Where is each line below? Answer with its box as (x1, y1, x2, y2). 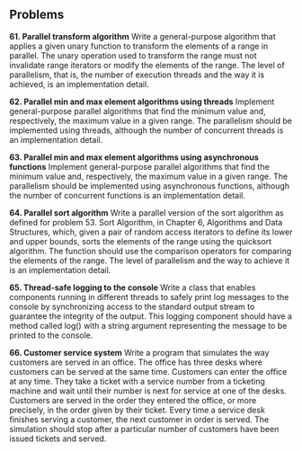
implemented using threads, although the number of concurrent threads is (9, 125, 284, 136)
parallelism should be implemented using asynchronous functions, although (9, 180, 290, 191)
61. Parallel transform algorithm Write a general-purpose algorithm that (9, 31, 276, 41)
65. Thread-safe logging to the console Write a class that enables (9, 282, 256, 293)
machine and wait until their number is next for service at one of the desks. (9, 385, 288, 396)
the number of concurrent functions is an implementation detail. (9, 190, 245, 200)
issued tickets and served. (9, 433, 107, 444)
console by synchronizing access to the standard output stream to (9, 301, 255, 312)
